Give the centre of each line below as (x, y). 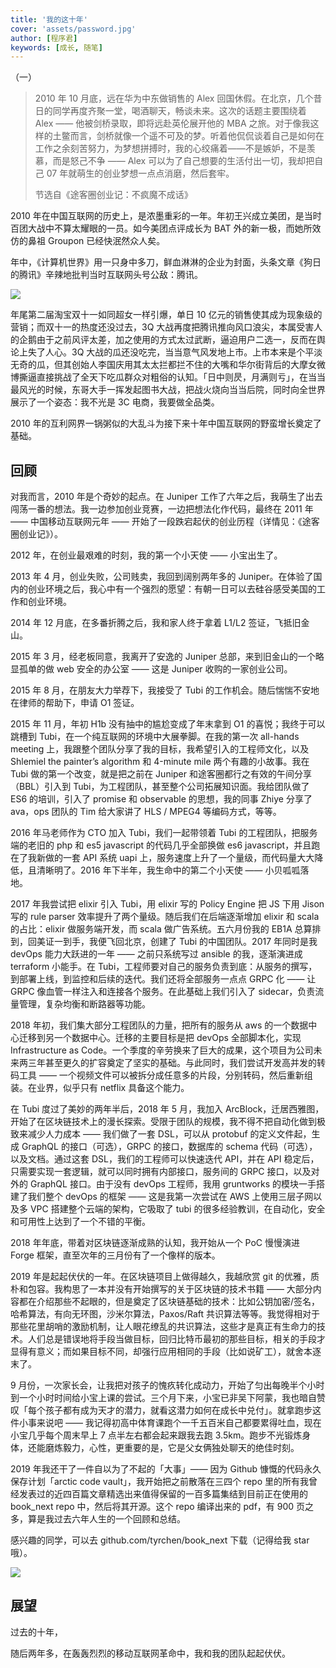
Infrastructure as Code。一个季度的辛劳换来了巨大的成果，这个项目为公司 (162, 1050)
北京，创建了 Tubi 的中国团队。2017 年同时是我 (220, 942)
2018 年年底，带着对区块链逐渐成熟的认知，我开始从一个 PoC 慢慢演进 (155, 1243)
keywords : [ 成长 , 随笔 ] (56, 47)
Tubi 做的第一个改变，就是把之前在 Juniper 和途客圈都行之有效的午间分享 (161, 774)
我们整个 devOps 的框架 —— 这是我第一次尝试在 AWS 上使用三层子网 (170, 1197)
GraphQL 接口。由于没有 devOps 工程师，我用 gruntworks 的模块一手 (173, 1184)
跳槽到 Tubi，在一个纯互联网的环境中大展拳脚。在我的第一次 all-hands (155, 737)
